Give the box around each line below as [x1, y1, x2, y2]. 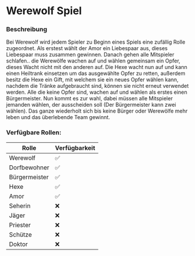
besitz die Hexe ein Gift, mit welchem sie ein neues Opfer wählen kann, [6, 76, 179, 83]
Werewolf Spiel [6, 4, 82, 18]
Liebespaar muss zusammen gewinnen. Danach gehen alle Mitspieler [6, 51, 175, 58]
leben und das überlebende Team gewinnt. [6, 114, 110, 121]
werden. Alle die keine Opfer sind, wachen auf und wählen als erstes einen [6, 88, 187, 96]
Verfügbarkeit [55, 143, 95, 152]
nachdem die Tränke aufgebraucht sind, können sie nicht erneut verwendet [6, 83, 189, 90]
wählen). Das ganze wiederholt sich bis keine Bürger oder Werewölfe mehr [6, 107, 188, 114]
